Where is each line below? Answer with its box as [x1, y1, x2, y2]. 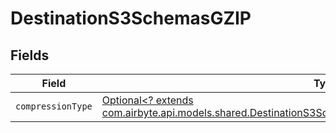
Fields [10, 47, 50, 64]
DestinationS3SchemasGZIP [10, 7, 252, 30]
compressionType [15, 101, 93, 112]
